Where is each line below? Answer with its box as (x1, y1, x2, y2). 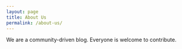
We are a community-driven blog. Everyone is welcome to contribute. (6, 36, 177, 44)
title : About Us (6, 14, 47, 20)
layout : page (6, 8, 39, 15)
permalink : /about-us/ (6, 20, 63, 26)
